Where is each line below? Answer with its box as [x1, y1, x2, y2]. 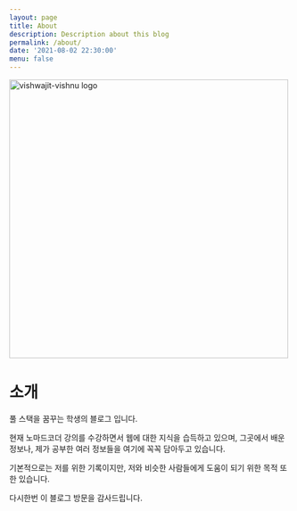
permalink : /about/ [9, 37, 82, 47]
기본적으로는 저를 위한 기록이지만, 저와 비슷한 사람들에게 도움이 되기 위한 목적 [9, 462, 278, 473]
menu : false [9, 54, 54, 63]
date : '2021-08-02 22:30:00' [9, 46, 118, 55]
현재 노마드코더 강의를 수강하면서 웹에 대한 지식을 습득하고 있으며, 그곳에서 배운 [9, 432, 285, 442]
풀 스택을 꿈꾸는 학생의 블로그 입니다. [9, 413, 138, 424]
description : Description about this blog [9, 29, 169, 38]
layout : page [9, 12, 58, 22]
